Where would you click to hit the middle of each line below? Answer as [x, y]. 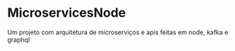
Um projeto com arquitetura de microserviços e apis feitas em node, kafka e [118, 32]
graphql [19, 39]
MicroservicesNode [67, 13]
